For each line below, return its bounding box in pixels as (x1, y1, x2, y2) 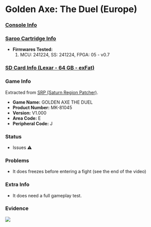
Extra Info (5, 181, 30, 188)
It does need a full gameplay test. (12, 192, 82, 198)
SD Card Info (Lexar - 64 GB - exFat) (5, 64, 95, 71)
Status (5, 133, 22, 140)
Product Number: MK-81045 (12, 104, 72, 110)
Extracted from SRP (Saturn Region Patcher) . (5, 89, 99, 95)
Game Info (5, 78, 31, 85)
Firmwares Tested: (12, 46, 53, 52)
